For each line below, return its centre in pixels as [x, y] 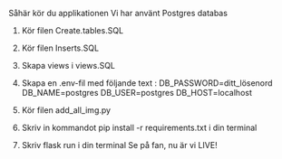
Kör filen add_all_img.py [66, 110]
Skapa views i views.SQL [68, 65]
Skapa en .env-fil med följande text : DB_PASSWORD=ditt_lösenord [147, 83]
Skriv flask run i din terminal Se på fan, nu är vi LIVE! [120, 145]
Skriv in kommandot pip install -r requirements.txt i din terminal [139, 127]
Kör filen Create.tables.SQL [73, 30]
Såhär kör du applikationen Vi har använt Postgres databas [118, 13]
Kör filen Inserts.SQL [60, 48]
